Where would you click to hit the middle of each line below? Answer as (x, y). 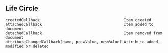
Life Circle (22, 8)
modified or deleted (27, 46)
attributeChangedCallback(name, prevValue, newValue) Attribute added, (83, 42)
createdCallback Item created (78, 20)
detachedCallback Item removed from (84, 33)
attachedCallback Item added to (79, 24)
